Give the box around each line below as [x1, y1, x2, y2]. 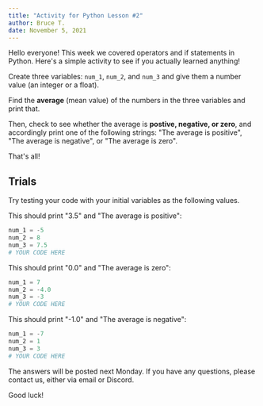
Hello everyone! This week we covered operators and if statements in [8, 48, 235, 58]
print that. [8, 104, 40, 113]
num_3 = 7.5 [8, 241, 48, 249]
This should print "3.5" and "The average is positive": [8, 211, 182, 220]
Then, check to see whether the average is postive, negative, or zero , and [8, 120, 252, 129]
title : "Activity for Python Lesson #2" [8, 11, 144, 20]
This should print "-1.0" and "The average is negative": [8, 315, 187, 324]
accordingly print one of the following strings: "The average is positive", [8, 128, 243, 137]
